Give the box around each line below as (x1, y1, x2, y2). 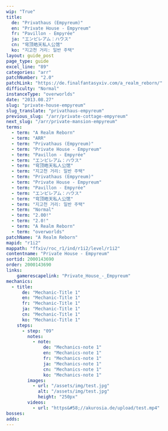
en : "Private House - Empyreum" (11, 25, 92, 31)
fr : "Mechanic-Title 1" (21, 300, 81, 307)
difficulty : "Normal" (6, 86, 60, 92)
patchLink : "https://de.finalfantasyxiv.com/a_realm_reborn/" (6, 81, 163, 86)
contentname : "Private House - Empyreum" (6, 251, 110, 257)
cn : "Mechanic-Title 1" (21, 311, 81, 317)
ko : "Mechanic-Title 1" (21, 317, 81, 323)
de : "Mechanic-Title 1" (21, 290, 81, 295)
